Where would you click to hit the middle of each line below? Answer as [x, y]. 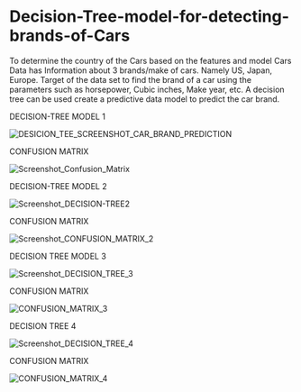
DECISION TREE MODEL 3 [58, 256]
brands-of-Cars [70, 36]
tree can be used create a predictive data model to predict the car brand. [145, 99]
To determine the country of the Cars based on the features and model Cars [150, 60]
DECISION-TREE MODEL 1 [58, 116]
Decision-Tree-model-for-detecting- [150, 17]
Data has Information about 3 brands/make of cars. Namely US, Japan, [141, 70]
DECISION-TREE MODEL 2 [58, 186]
